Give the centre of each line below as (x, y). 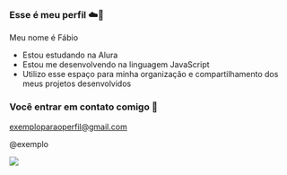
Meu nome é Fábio (44, 38)
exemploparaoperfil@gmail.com (68, 127)
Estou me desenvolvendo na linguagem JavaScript (116, 65)
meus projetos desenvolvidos (77, 83)
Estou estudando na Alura (70, 55)
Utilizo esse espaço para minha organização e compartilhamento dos (150, 74)
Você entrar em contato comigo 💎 (84, 107)
